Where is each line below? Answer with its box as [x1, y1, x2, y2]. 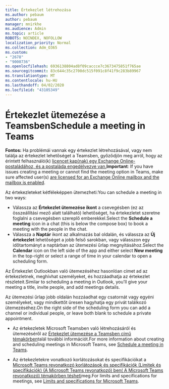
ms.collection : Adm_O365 [5, 45, 58, 50]
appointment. [5, 316, 33, 322]
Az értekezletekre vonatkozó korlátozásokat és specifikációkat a [12, 357, 146, 363]
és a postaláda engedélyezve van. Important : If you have [35, 163, 153, 169]
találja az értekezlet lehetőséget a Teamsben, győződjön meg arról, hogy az [5, 153, 163, 159]
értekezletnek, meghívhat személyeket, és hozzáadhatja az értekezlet [5, 274, 150, 280]
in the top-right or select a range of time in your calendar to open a [12, 253, 152, 259]
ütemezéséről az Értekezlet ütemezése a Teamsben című [12, 331, 131, 337]
